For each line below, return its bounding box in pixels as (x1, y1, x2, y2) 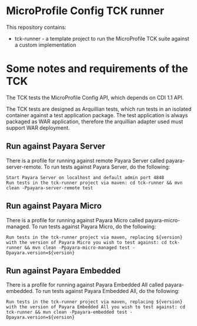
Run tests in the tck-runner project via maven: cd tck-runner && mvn (6, 180, 183, 186)
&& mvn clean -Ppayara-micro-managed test (24, 245, 131, 251)
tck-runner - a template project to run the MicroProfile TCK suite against (14, 35, 189, 42)
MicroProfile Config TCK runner (6, 4, 165, 18)
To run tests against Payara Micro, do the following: (31, 223, 156, 230)
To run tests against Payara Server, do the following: (44, 163, 171, 170)
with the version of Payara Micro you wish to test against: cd (6, 239, 167, 245)
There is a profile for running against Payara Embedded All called (6, 281, 164, 288)
